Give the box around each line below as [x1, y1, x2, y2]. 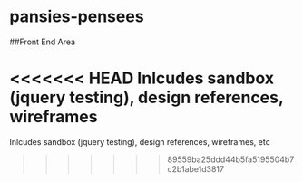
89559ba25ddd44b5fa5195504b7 [167, 154, 295, 165]
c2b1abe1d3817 [167, 163, 225, 174]
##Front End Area [9, 36, 75, 47]
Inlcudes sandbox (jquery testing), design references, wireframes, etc [9, 136, 270, 147]
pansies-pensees [9, 6, 144, 27]
